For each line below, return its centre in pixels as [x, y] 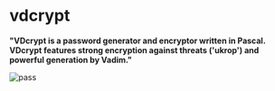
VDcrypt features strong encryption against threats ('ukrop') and [134, 50]
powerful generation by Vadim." [71, 59]
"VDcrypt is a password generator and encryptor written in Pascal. [137, 41]
